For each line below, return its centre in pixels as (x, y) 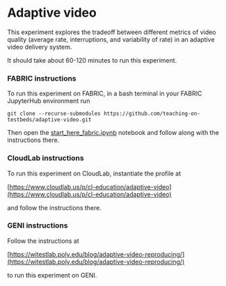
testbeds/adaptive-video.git (49, 120)
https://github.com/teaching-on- (152, 114)
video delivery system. (40, 47)
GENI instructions (38, 225)
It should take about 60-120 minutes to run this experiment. (92, 60)
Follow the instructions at (43, 241)
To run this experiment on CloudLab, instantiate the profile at (94, 173)
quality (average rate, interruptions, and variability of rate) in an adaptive (111, 39)
